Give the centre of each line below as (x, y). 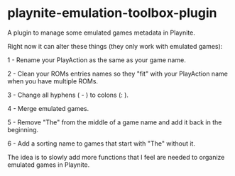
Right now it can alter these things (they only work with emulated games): (115, 46)
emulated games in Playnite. (49, 165)
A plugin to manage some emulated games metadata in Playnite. (101, 33)
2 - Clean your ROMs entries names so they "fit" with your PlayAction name (118, 74)
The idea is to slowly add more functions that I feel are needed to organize (116, 157)
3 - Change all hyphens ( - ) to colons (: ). (68, 95)
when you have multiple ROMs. (53, 81)
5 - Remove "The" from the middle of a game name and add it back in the (115, 122)
